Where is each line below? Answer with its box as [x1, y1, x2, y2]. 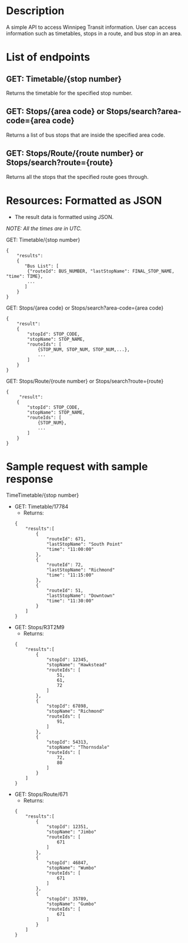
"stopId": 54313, [46, 739, 89, 745]
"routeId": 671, [46, 536, 86, 542]
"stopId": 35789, [46, 896, 89, 902]
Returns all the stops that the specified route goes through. [6, 173, 149, 180]
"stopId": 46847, [46, 860, 89, 866]
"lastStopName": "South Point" [46, 542, 123, 547]
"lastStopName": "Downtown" [46, 593, 115, 599]
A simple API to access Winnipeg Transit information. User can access [6, 24, 177, 31]
